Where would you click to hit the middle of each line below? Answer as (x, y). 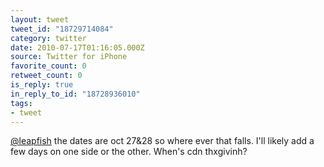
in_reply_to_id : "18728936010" (75, 94)
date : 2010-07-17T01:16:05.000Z (77, 47)
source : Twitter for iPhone (69, 57)
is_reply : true (42, 85)
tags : (21, 103)
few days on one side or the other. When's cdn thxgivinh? (129, 152)
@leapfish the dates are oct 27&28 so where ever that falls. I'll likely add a (162, 141)
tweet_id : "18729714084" (62, 29)
